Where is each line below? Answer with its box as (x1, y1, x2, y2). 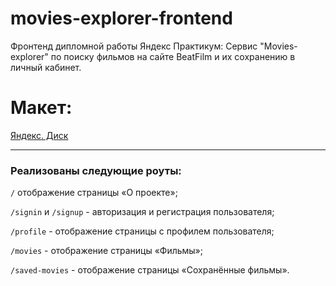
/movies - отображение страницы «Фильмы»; (10, 245, 204, 257)
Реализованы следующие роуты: (10, 163, 182, 177)
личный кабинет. (10, 61, 82, 73)
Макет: (10, 97, 73, 119)
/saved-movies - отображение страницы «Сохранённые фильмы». (10, 264, 290, 276)
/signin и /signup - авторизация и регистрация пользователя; (10, 206, 275, 218)
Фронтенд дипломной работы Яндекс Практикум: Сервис (10, 40, 258, 52)
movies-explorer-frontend (10, 7, 233, 30)
